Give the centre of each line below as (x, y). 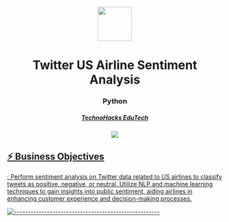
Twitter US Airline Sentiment (115, 65)
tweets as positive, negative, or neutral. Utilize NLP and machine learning (110, 184)
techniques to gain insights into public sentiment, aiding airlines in (100, 191)
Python (115, 101)
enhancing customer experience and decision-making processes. (99, 198)
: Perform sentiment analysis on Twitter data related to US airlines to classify (114, 176)
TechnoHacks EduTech (115, 117)
